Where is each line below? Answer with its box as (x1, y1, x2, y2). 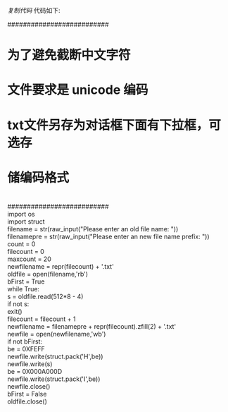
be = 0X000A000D (7, 367, 63, 375)
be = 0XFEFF (7, 344, 45, 353)
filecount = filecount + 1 (7, 315, 76, 323)
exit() (7, 307, 23, 315)
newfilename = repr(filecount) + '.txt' (7, 262, 114, 270)
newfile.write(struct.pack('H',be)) (7, 352, 103, 360)
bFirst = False (7, 389, 47, 398)
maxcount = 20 (7, 255, 51, 263)
